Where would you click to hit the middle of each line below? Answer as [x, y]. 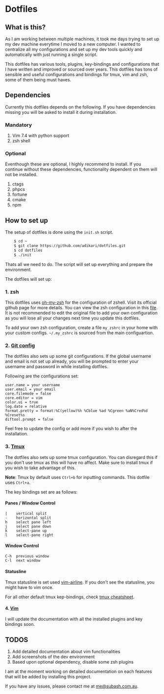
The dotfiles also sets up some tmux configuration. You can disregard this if [81, 457]
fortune [20, 194]
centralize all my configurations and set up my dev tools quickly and [74, 49]
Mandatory [19, 125]
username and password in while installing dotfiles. [57, 367]
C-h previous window [27, 556]
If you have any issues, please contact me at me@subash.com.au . [72, 686]
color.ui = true [22, 402]
